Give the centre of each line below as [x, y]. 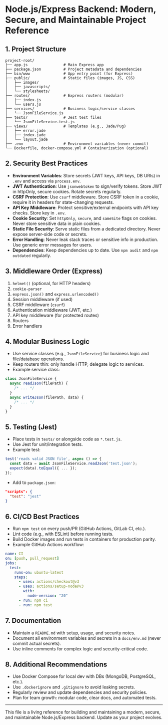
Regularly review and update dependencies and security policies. [80, 692]
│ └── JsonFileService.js [34, 113]
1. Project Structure [36, 49]
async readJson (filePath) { [39, 384]
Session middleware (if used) [42, 299]
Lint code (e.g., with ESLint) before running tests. [63, 534]
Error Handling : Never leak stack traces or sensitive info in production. [85, 239]
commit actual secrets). [37, 643]
